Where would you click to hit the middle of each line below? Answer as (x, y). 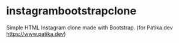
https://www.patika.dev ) (36, 33)
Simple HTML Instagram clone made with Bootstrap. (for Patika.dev (89, 27)
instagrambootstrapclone (71, 11)
